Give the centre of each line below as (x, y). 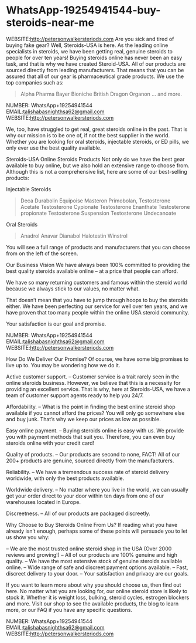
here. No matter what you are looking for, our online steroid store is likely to (97, 591)
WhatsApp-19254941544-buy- (83, 10)
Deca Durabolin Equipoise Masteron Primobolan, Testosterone (95, 201)
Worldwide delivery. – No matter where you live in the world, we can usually (97, 489)
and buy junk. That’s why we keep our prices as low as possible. (83, 419)
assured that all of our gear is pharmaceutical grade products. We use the (95, 76)
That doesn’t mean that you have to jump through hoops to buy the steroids (97, 300)
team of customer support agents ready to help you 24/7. (75, 395)
